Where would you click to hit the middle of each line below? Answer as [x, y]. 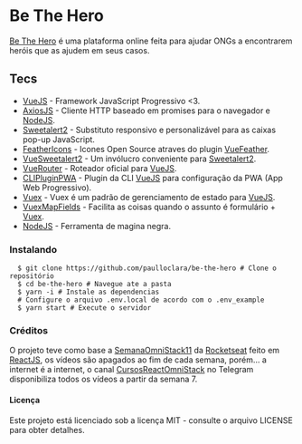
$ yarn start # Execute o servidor [85, 308]
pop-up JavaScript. [58, 139]
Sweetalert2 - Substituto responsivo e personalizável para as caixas [149, 130]
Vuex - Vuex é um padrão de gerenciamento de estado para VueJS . [149, 197]
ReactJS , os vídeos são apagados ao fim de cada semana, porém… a [138, 360]
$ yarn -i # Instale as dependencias [89, 292]
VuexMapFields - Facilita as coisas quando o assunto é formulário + [149, 207]
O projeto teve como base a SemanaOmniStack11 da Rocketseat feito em [145, 351]
